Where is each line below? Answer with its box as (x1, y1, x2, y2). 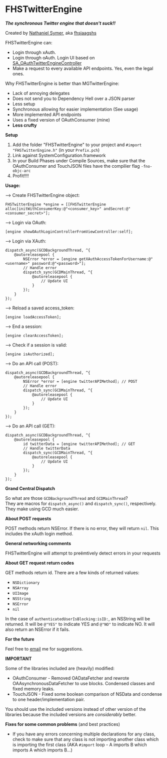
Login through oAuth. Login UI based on (12, 54, 95, 61)
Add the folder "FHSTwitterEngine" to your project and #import (12, 142, 142, 148)
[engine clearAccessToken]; (5, 333, 64, 338)
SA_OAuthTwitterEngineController (12, 60, 82, 66)
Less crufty (12, 122, 37, 128)
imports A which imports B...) (12, 747, 72, 753)
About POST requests (5, 515, 51, 521)
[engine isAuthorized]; (5, 352, 55, 357)
